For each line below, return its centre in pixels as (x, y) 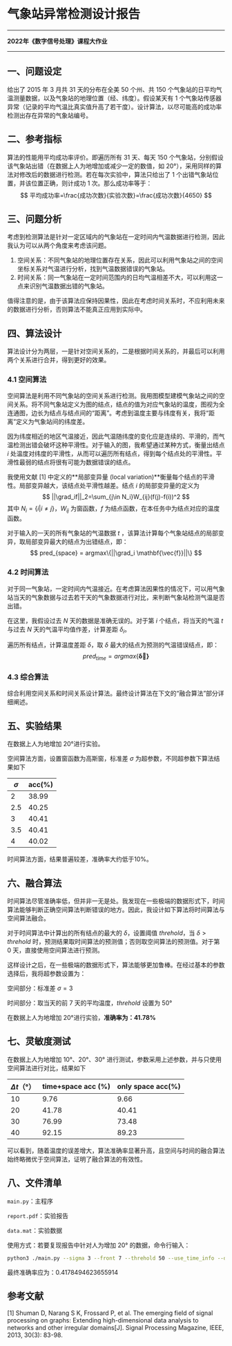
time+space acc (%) (76, 1086)
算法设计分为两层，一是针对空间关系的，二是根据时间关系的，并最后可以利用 (116, 351)
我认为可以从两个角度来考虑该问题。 (59, 245)
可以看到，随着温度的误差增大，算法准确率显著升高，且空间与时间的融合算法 (116, 1150)
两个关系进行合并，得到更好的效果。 (59, 360)
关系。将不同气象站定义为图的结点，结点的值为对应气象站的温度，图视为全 (119, 404)
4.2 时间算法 (28, 572)
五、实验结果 (35, 726)
